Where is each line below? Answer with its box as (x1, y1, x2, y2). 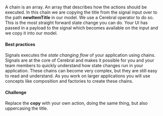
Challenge (5, 89, 27, 95)
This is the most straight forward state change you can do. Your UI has (5, 20, 148, 25)
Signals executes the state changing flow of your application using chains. (5, 52, 156, 58)
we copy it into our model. (5, 30, 58, 36)
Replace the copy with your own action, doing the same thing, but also (5, 100, 148, 106)
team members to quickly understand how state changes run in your (5, 63, 143, 69)
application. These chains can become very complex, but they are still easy (5, 68, 158, 74)
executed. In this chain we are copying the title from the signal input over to (5, 9, 158, 15)
